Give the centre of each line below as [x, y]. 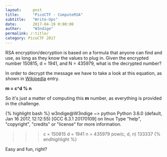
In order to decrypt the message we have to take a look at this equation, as [83, 73]
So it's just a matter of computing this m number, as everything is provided [83, 98]
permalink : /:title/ [27, 33]
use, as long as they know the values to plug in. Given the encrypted [77, 58]
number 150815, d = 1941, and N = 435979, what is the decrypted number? [83, 63]
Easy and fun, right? [26, 149]
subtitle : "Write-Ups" [32, 19]
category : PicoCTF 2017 [31, 38]
